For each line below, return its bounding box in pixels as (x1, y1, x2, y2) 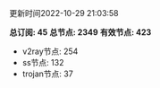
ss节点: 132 (21, 57, 64, 67)
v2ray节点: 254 (21, 46, 79, 57)
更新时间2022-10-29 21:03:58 (9, 8, 119, 18)
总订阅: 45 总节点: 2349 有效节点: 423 (9, 27, 152, 38)
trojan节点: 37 (21, 68, 73, 79)
